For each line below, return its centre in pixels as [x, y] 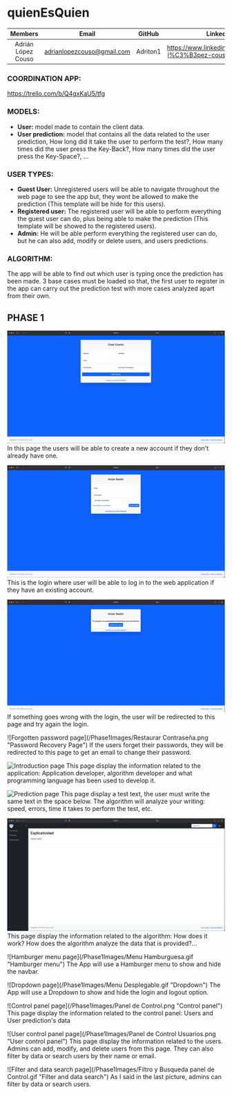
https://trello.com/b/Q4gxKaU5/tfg [56, 94]
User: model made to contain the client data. [81, 127]
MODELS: [23, 112]
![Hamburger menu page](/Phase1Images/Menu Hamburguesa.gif [100, 956]
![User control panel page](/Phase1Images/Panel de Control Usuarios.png [112, 1033]
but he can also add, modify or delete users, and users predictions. [113, 241]
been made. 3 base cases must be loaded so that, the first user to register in [116, 281]
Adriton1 [148, 51]
